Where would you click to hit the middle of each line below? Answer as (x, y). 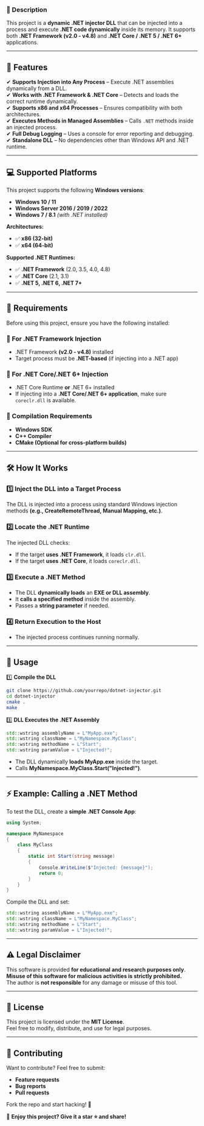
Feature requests (37, 1080)
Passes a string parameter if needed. (62, 605)
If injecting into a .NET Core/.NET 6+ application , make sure (91, 394)
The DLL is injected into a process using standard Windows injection (92, 505)
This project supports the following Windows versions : (75, 190)
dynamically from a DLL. (37, 88)
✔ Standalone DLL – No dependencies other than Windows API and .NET (98, 140)
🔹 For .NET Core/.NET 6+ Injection (57, 374)
